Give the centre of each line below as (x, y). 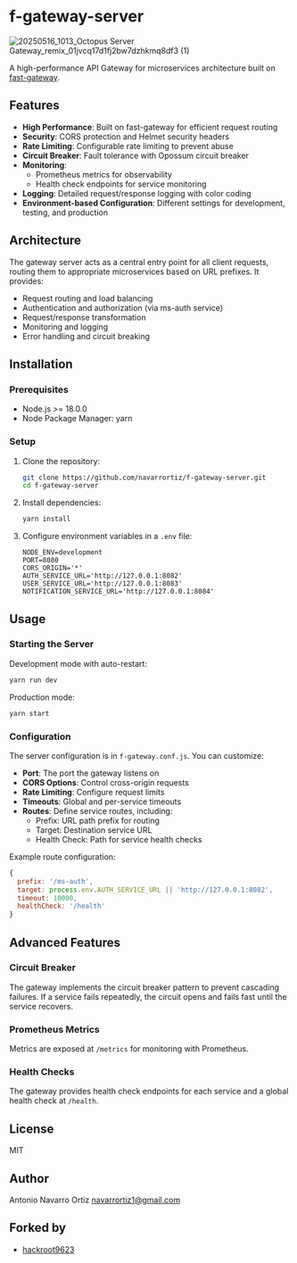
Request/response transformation (84, 317)
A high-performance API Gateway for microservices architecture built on (143, 68)
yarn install (46, 519)
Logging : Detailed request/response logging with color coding (136, 193)
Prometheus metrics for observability (103, 174)
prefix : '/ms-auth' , (55, 881)
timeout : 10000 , (47, 898)
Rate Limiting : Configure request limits (93, 792)
